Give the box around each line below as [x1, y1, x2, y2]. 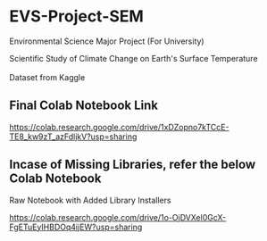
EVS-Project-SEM [9, 6, 145, 27]
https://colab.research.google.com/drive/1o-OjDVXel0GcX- [9, 212, 227, 222]
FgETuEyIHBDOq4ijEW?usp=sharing [9, 221, 143, 232]
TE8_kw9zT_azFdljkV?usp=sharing [9, 131, 138, 142]
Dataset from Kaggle [9, 71, 86, 82]
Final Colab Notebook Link [9, 98, 159, 113]
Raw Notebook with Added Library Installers [9, 195, 171, 205]
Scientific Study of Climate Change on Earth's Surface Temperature [9, 53, 258, 63]
